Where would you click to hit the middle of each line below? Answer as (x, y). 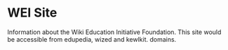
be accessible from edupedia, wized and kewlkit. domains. (92, 39)
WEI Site (32, 13)
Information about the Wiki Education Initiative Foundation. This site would (114, 32)
